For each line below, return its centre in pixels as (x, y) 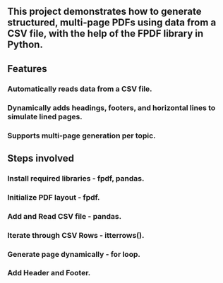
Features (27, 69)
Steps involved (41, 158)
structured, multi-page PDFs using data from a (112, 23)
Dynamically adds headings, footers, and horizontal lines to (111, 107)
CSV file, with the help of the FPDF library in (106, 34)
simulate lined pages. (45, 116)
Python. (25, 45)
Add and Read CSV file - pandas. (65, 216)
